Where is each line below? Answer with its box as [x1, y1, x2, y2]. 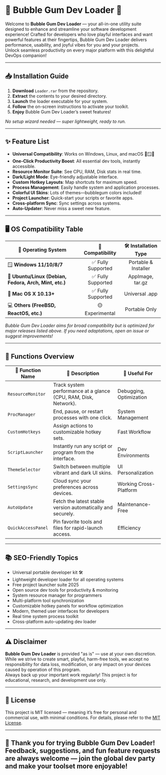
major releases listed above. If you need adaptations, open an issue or [5, 328, 149, 334]
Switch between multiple [53, 463, 111, 470]
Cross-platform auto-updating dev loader [12, 619, 97, 624]
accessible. [12, 163, 36, 169]
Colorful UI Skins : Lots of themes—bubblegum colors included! [12, 189, 142, 195]
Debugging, [118, 387, 145, 394]
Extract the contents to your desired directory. [12, 93, 107, 99]
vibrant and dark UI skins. [53, 469, 113, 476]
